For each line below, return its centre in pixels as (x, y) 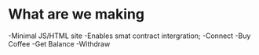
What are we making (77, 14)
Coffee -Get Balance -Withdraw (59, 43)
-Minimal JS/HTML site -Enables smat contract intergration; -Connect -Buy (129, 36)
